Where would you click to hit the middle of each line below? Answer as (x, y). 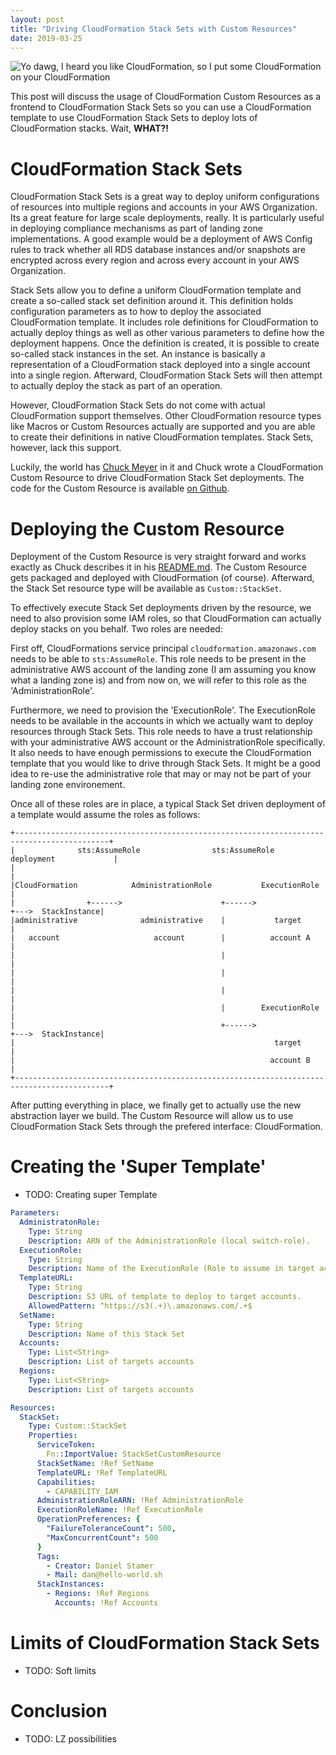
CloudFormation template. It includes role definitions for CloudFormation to (164, 322)
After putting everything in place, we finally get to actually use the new (156, 1105)
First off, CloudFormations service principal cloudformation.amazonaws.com (163, 648)
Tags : (48, 1556)
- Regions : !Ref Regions (98, 1594)
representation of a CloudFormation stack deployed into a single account (160, 365)
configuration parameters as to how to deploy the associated (136, 312)
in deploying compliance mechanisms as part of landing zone (136, 228)
